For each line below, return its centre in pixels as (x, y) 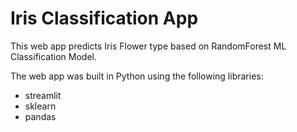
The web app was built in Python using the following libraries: (137, 76)
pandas (40, 116)
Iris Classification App (104, 18)
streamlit (43, 95)
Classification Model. (53, 56)
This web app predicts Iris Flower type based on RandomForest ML (148, 46)
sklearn (40, 106)
